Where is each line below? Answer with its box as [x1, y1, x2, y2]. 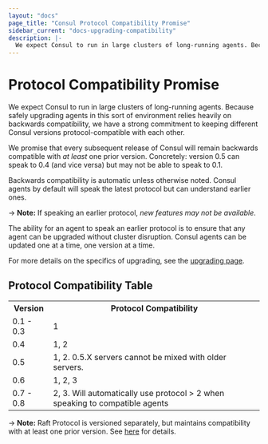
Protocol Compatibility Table [8, 279, 153, 292]
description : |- [8, 34, 62, 42]
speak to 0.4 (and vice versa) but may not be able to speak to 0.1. [8, 161, 223, 170]
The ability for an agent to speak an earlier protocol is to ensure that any [8, 224, 246, 233]
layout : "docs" [8, 11, 59, 20]
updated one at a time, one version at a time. [8, 240, 156, 250]
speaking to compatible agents [53, 397, 169, 408]
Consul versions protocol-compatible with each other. [8, 128, 185, 137]
